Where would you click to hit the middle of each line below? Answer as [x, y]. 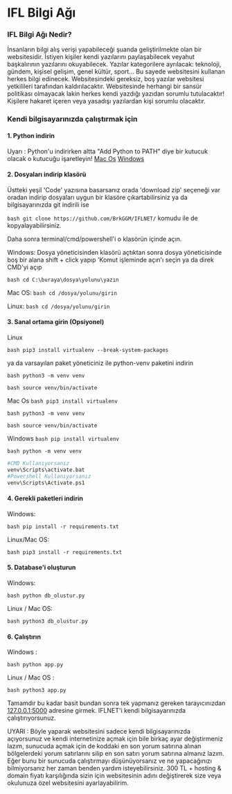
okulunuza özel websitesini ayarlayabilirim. [68, 783]
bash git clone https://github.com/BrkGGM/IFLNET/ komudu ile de [103, 218]
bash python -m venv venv [44, 451]
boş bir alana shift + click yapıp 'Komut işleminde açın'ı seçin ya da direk [111, 260]
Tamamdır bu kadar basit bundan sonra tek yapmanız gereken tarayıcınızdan [116, 703]
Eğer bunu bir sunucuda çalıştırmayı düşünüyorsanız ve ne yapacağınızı [110, 761]
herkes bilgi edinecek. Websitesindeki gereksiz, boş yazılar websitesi [106, 79]
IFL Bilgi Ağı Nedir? [39, 35]
